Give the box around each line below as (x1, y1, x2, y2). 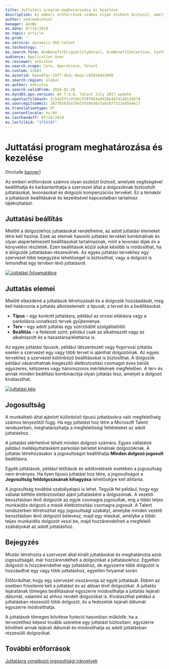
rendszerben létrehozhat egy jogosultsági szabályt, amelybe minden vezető (5, 507, 162, 513)
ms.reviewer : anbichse (5, 59, 53, 64)
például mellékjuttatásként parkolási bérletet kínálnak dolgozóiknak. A (5, 445, 150, 451)
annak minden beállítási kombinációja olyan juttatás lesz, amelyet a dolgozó (5, 371, 162, 377)
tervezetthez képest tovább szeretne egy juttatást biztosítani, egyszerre (5, 619, 154, 625)
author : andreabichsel (5, 17, 53, 22)
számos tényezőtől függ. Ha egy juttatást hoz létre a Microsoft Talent (5, 419, 148, 425)
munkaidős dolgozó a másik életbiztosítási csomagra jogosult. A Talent (5, 502, 152, 508)
